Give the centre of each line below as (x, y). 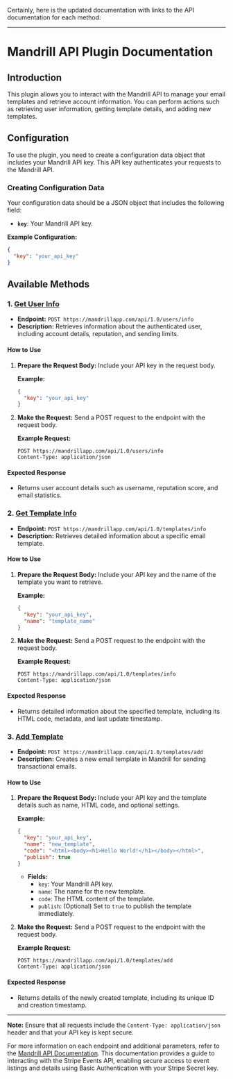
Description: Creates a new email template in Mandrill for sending (112, 759)
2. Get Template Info (42, 513)
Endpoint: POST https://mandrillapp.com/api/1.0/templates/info (112, 528)
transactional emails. (47, 766)
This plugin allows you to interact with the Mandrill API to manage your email (116, 94)
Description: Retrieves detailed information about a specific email (111, 536)
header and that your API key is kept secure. (70, 1032)
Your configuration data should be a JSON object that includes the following (116, 203)
